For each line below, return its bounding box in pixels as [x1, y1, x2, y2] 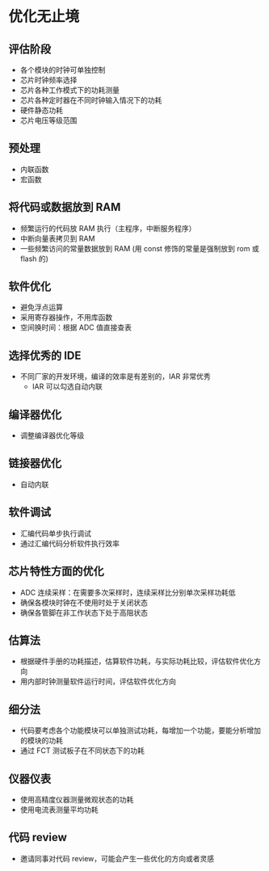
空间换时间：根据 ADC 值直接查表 [19, 322, 132, 332]
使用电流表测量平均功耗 [19, 805, 99, 814]
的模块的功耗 [19, 736, 63, 746]
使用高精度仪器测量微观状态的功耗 [19, 794, 134, 804]
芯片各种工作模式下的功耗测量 [19, 86, 120, 95]
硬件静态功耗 [19, 106, 63, 115]
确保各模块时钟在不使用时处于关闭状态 [19, 597, 148, 607]
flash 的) [19, 254, 48, 263]
